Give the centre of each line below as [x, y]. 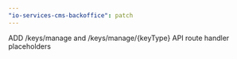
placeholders [30, 46]
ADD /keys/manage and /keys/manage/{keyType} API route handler [119, 38]
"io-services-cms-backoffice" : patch [71, 15]
